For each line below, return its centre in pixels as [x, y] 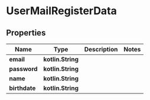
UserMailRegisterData [61, 11]
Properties [26, 33]
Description [101, 49]
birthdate [22, 88]
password [23, 69]
